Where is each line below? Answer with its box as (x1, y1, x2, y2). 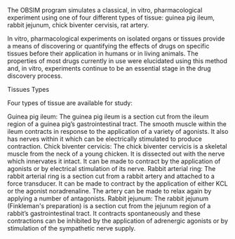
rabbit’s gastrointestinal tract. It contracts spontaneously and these (7, 210, 201, 217)
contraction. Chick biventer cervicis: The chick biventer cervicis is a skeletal (7, 142, 227, 150)
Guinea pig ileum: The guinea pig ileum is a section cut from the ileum (7, 112, 209, 121)
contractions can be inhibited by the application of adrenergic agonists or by (7, 217, 229, 225)
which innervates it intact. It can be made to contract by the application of (7, 157, 221, 165)
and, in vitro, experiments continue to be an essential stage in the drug (7, 64, 212, 72)
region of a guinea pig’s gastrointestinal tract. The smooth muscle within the (7, 120, 227, 128)
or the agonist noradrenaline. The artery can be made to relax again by (7, 187, 212, 195)
